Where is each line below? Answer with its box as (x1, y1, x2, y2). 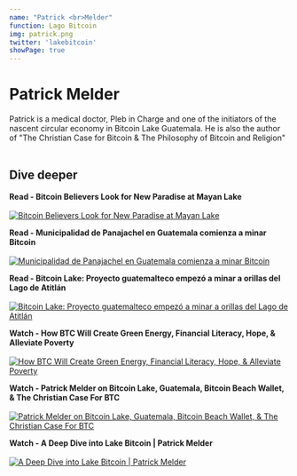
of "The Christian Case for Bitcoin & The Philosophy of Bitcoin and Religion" (9, 132, 286, 143)
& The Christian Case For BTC (9, 392, 121, 402)
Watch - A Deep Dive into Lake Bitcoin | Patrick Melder (9, 437, 213, 448)
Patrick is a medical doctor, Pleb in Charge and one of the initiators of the (9, 114, 277, 124)
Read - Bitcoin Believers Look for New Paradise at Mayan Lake (9, 191, 242, 202)
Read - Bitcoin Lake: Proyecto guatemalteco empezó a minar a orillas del (9, 273, 281, 283)
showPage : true (9, 46, 66, 55)
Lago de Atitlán (9, 282, 66, 293)
